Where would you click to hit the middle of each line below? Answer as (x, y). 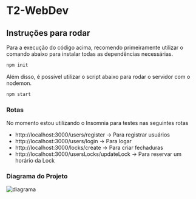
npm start (19, 94)
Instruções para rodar (48, 33)
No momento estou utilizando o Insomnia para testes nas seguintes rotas (97, 123)
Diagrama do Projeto (37, 176)
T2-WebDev (37, 11)
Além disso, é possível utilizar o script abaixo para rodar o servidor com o (98, 76)
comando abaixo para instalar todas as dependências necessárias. (90, 54)
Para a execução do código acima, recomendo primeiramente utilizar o (95, 47)
